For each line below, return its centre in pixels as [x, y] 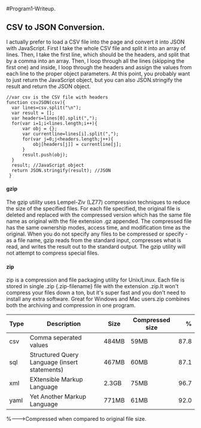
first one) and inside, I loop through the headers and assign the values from [99, 67]
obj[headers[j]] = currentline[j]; [77, 144]
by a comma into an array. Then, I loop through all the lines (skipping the [95, 61]
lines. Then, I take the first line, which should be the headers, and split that [98, 54]
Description [64, 324]
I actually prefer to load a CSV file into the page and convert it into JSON [95, 42]
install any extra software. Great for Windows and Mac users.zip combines [98, 299]
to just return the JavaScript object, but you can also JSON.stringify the [94, 80]
